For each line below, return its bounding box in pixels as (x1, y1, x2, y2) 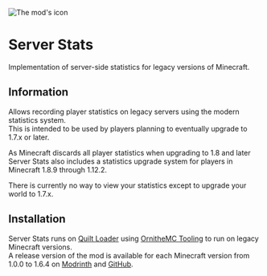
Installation (8, 213, 66, 226)
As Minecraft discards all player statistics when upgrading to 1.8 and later (8, 148, 251, 157)
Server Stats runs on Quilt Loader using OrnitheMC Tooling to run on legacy (8, 233, 259, 243)
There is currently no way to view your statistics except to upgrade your (8, 181, 247, 190)
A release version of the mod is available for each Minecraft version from (8, 250, 250, 260)
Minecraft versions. (8, 241, 72, 252)
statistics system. (8, 115, 67, 124)
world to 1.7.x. (8, 189, 54, 198)
